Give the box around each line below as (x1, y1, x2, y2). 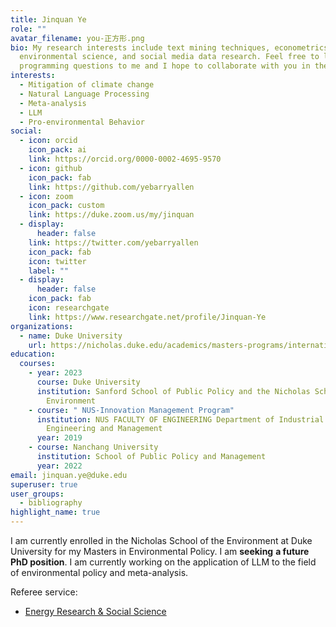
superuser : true (10, 479, 78, 490)
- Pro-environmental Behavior (19, 117, 145, 127)
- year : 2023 (28, 368, 83, 378)
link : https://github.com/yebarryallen (28, 182, 195, 192)
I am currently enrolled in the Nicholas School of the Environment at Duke (10, 535, 313, 546)
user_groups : (10, 489, 65, 499)
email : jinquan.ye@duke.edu (10, 470, 128, 480)
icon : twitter (28, 256, 87, 266)
